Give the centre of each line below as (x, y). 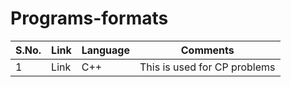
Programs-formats (89, 18)
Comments (207, 50)
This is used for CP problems (207, 67)
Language (105, 50)
